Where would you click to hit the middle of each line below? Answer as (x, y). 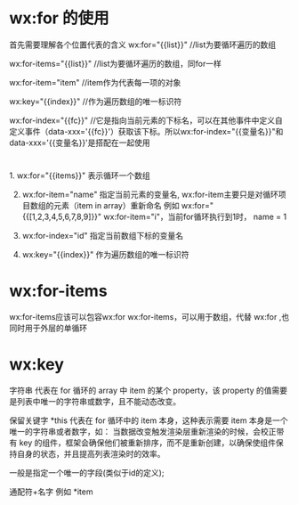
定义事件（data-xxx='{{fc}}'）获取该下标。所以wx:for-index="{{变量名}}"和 (146, 131)
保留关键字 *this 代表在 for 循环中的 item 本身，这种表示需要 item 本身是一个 (149, 420)
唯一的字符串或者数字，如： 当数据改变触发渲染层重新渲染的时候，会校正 (143, 432)
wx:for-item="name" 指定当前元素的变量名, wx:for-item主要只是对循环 (150, 195)
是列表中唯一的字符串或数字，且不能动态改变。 (95, 401)
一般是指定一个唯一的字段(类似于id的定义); (87, 472)
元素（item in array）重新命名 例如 (116, 206)
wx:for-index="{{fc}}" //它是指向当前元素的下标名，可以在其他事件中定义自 (146, 120)
